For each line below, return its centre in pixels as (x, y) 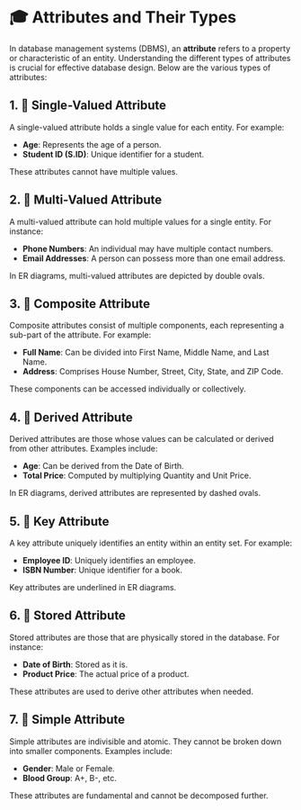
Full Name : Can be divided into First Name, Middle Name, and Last (146, 353)
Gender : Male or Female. (68, 768)
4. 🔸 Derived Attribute (71, 417)
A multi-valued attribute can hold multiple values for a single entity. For (141, 221)
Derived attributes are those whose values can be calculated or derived (142, 439)
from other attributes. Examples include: (84, 449)
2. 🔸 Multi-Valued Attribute (86, 200)
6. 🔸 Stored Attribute (67, 616)
